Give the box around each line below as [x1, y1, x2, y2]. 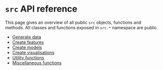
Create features [12, 39, 44, 45]
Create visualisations [12, 50, 55, 55]
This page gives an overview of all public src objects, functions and [5, 19, 141, 25]
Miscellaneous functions [12, 60, 62, 66]
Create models [12, 44, 42, 50]
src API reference [5, 3, 77, 15]
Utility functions [12, 54, 45, 60]
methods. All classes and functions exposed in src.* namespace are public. [5, 24, 158, 30]
